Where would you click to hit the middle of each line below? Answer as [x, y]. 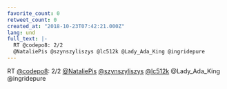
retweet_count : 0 [32, 20]
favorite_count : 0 [33, 13]
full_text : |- [28, 39]
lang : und [21, 33]
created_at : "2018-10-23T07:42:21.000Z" [66, 26]
